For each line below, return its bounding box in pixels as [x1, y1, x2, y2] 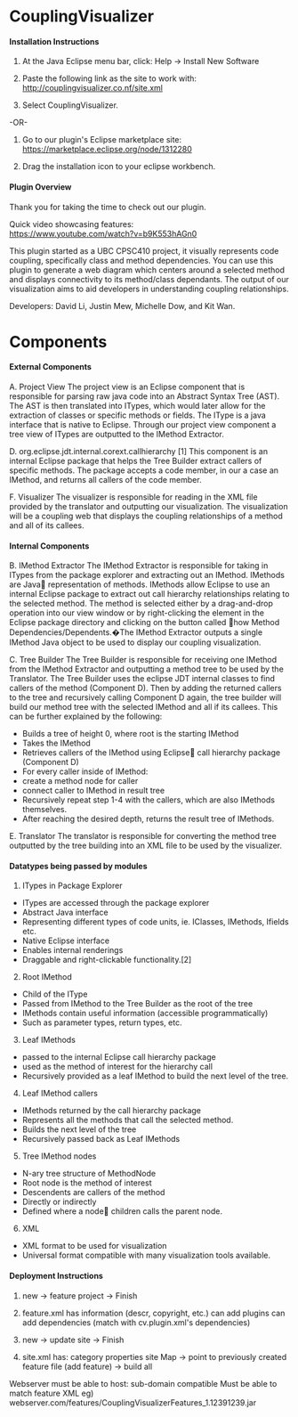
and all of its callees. [9, 519, 85, 531]
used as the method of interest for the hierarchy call [21, 1062, 213, 1072]
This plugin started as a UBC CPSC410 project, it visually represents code [9, 245, 279, 256]
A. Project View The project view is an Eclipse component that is [9, 381, 246, 392]
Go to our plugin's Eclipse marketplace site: [21, 134, 182, 145]
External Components [9, 362, 92, 372]
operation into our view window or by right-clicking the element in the [9, 607, 265, 618]
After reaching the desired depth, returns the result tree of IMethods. [21, 813, 275, 825]
